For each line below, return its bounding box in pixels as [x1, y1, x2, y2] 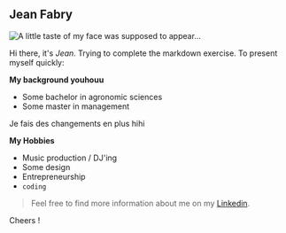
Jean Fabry [9, 7, 73, 22]
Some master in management [21, 101, 130, 112]
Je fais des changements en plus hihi [9, 118, 145, 128]
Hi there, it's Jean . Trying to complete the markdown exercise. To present [9, 48, 278, 58]
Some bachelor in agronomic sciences [21, 91, 163, 102]
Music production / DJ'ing [21, 152, 118, 163]
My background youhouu [9, 74, 104, 85]
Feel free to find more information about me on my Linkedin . [30, 198, 251, 208]
